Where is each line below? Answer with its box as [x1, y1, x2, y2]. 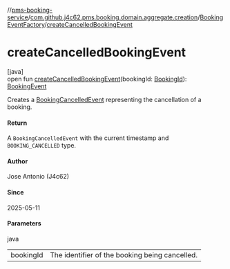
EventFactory [7, 21, 45, 28]
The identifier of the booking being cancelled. [50, 250, 198, 259]
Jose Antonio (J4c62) [7, 172, 70, 181]
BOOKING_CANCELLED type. [7, 141, 77, 150]
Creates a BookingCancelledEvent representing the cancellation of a [7, 95, 202, 103]
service [7, 13, 29, 21]
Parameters [7, 219, 41, 228]
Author [7, 157, 28, 165]
